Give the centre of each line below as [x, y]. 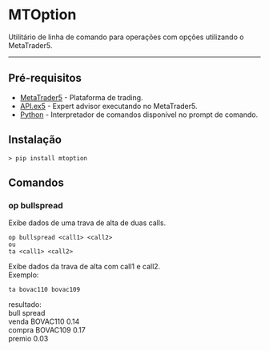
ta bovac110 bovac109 [44, 290]
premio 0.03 [28, 339]
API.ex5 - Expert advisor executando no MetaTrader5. [108, 106]
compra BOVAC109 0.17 [47, 330]
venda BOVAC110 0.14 [44, 321]
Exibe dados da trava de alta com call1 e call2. [84, 267]
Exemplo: [24, 275]
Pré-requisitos [45, 78]
